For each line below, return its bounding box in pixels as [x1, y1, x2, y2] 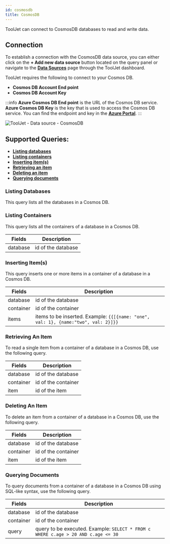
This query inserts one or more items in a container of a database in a [5, 271, 150, 277]
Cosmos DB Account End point [12, 85, 79, 91]
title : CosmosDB [5, 12, 39, 17]
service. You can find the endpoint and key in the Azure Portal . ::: [5, 110, 142, 116]
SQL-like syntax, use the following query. [5, 488, 91, 494]
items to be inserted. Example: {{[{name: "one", [35, 313, 150, 320]
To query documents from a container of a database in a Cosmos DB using [5, 483, 161, 489]
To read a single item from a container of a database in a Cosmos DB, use [5, 345, 159, 351]
